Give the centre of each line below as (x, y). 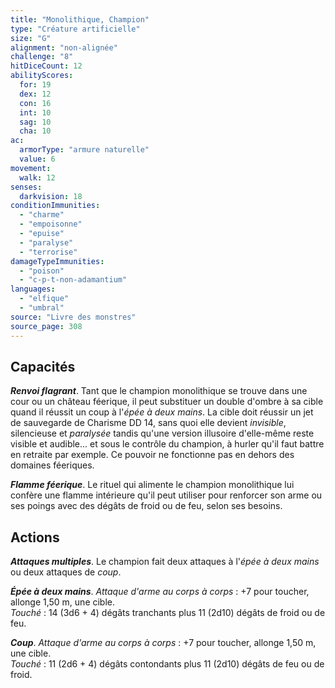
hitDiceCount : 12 (46, 66)
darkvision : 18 (51, 196)
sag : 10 (35, 122)
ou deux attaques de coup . (66, 572)
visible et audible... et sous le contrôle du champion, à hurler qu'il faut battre (167, 444)
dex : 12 (35, 94)
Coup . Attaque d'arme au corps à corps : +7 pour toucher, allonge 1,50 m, (163, 643)
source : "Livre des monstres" (73, 317)
